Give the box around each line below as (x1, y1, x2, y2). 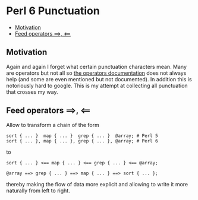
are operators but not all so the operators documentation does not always (6, 69, 187, 77)
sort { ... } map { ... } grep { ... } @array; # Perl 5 (6, 132, 159, 139)
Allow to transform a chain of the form (6, 121, 99, 128)
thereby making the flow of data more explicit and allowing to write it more (6, 180, 188, 188)
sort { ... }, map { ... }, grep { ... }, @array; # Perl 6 (6, 138, 159, 144)
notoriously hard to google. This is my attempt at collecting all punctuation (6, 82, 188, 89)
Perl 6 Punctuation (6, 4, 100, 18)
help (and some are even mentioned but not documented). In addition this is (6, 75, 192, 82)
